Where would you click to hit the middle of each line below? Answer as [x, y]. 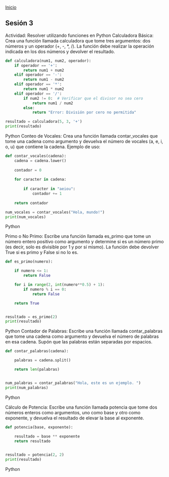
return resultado [33, 441]
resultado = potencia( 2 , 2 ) [35, 455]
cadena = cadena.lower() [40, 161]
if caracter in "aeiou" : [49, 189]
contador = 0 [28, 170]
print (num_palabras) [27, 387]
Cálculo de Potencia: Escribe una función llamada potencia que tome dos [81, 407]
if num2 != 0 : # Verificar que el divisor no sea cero [83, 98]
